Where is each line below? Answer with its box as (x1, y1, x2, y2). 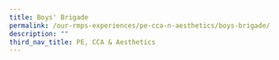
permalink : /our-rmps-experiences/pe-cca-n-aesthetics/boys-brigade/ (9, 21, 271, 30)
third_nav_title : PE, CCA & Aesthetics (9, 37, 156, 47)
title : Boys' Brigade (9, 12, 89, 22)
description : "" (9, 29, 69, 38)
